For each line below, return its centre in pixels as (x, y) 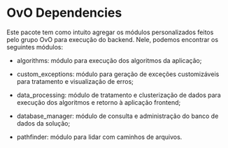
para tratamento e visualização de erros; (75, 81)
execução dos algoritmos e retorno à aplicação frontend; (99, 102)
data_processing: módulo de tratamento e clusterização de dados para (119, 95)
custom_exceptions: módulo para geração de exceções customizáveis (118, 74)
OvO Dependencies (64, 13)
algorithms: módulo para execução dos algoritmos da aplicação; (109, 60)
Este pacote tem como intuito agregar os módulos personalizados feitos (110, 32)
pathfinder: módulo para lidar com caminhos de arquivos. (99, 137)
